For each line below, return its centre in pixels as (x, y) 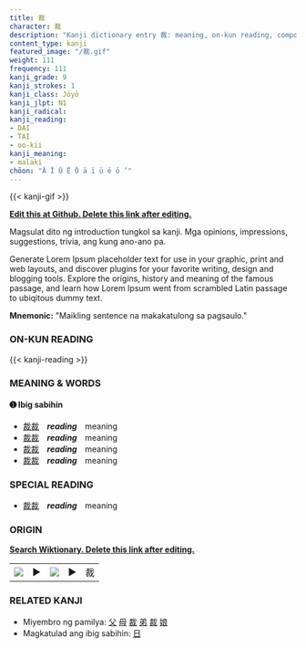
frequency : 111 (38, 69)
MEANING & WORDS (56, 382)
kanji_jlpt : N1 (38, 103)
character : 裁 (36, 26)
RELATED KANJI (46, 601)
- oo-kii (26, 145)
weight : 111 (32, 60)
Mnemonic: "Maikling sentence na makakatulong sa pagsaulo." (128, 316)
